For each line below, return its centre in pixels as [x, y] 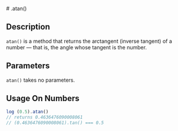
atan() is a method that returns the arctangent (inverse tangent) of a [89, 41]
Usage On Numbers [43, 98]
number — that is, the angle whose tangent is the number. [77, 47]
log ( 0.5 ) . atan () [27, 112]
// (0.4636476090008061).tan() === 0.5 [55, 123]
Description [28, 27]
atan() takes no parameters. [41, 80]
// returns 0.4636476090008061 [44, 117]
